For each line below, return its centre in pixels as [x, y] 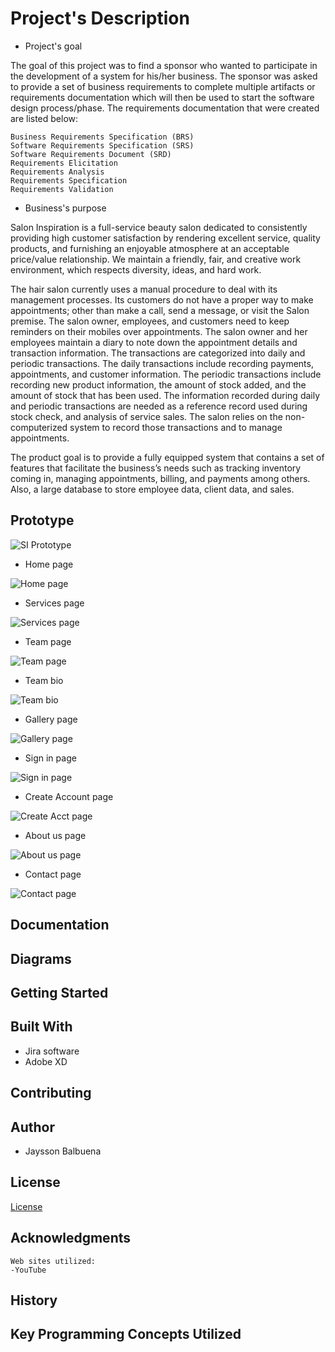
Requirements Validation [62, 189]
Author [32, 1127]
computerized [39, 427]
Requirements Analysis [57, 172]
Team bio [44, 680]
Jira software [52, 1051]
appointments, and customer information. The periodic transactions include [166, 374]
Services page [54, 603]
